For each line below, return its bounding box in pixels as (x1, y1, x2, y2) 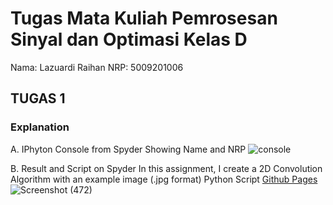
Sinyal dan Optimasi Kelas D (10, 28, 248, 51)
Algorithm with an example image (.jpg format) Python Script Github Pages (10, 173, 318, 185)
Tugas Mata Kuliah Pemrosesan (10, 7, 278, 30)
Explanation (10, 120, 70, 134)
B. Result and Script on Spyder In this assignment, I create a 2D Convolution (10, 162, 323, 174)
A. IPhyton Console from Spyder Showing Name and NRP (10, 143, 247, 155)
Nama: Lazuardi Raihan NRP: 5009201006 (10, 61, 184, 73)
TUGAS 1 (10, 90, 66, 107)
